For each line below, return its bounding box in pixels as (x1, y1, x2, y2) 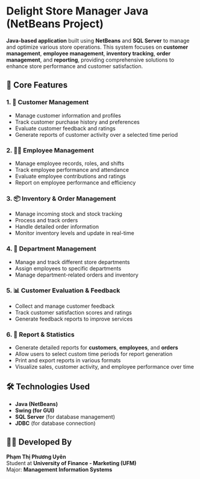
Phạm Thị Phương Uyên (6, 453, 66, 460)
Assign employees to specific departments (14, 265, 122, 272)
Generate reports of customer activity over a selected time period (14, 131, 178, 138)
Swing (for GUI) (14, 407, 55, 414)
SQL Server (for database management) (14, 413, 116, 420)
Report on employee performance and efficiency (14, 179, 136, 186)
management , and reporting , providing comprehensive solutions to (6, 56, 175, 63)
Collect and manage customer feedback (14, 302, 115, 310)
